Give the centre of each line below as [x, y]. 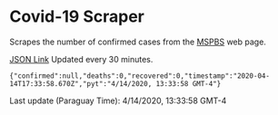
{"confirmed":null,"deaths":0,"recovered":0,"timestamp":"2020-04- [140, 76]
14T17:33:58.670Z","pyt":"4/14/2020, [81, 83]
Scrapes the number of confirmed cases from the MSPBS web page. [138, 42]
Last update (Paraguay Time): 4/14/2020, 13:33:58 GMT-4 [118, 101]
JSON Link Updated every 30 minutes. [81, 59]
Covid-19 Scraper [77, 17]
